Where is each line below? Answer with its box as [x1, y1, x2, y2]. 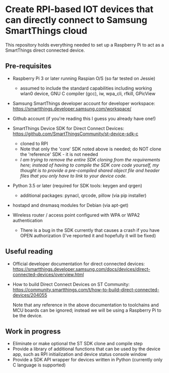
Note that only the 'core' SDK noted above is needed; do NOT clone [20, 146, 161, 152]
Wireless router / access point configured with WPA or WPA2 [12, 212, 140, 218]
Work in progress [5, 327, 61, 336]
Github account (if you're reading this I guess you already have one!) [12, 115, 156, 121]
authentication [12, 217, 43, 223]
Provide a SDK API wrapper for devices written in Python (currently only [12, 357, 163, 363]
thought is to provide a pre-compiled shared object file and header [20, 167, 160, 173]
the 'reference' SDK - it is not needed [20, 151, 98, 157]
